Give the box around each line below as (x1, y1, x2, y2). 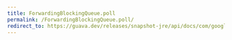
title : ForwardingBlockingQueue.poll (7, 9, 116, 17)
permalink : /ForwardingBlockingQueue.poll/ (7, 16, 135, 23)
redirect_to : (7, 22, 45, 29)
